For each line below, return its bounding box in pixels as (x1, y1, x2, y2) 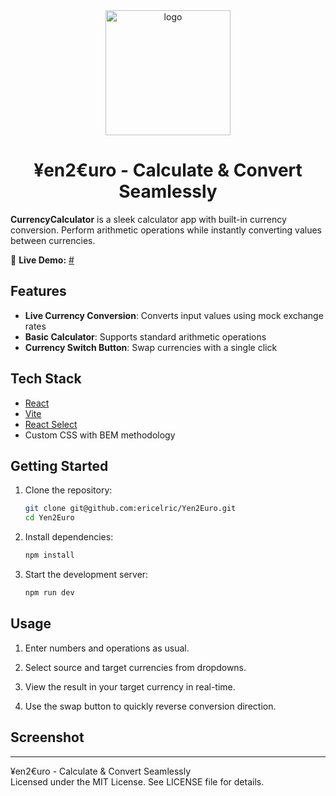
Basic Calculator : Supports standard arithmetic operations (24, 330, 267, 343)
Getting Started (10, 457, 109, 474)
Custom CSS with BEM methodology (24, 429, 176, 441)
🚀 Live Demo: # (10, 254, 75, 266)
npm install (24, 550, 75, 561)
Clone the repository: (24, 484, 113, 496)
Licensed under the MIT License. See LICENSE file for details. (10, 775, 265, 788)
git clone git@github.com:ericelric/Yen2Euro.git (24, 504, 237, 514)
